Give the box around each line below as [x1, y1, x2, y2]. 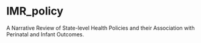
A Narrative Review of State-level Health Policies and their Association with [6, 24, 195, 31]
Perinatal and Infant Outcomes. [6, 30, 84, 38]
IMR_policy [6, 4, 64, 18]
